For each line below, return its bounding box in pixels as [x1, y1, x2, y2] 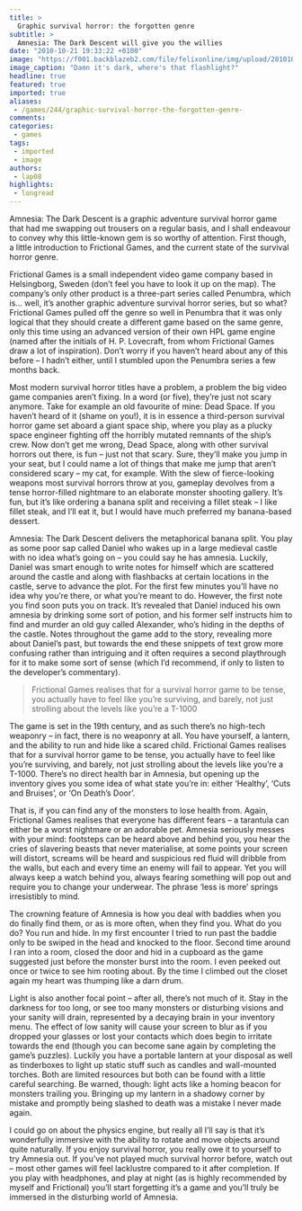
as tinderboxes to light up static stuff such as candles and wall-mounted [9, 1060, 277, 1070]
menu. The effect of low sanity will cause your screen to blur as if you [9, 1021, 268, 1032]
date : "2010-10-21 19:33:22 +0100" [9, 47, 143, 56]
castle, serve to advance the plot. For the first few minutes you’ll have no [9, 581, 279, 592]
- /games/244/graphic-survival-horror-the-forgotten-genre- [13, 105, 244, 114]
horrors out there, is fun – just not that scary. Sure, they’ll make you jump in [9, 449, 288, 459]
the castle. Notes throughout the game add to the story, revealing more [9, 628, 272, 639]
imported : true [9, 88, 67, 97]
